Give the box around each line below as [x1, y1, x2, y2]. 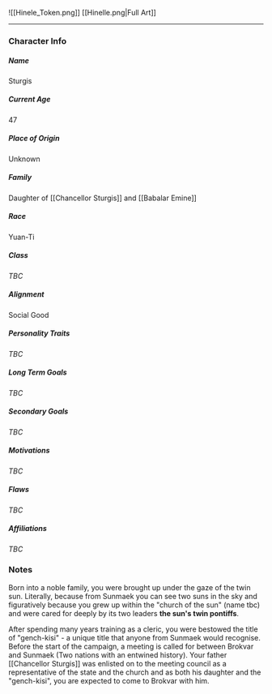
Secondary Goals [8, 406, 69, 417]
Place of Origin [8, 134, 60, 144]
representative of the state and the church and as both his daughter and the [8, 667, 261, 677]
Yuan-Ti [8, 232, 35, 242]
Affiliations [8, 524, 47, 533]
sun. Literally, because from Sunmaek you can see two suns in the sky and [8, 591, 257, 601]
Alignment [8, 289, 45, 299]
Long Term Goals [8, 367, 67, 377]
